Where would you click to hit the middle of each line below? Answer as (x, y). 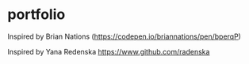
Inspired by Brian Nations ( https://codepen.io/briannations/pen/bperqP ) (124, 36)
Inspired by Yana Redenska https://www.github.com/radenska (109, 51)
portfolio (36, 15)
